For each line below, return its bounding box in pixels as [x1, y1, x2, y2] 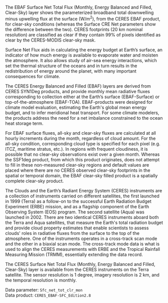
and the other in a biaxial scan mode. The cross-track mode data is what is [5, 240, 159, 247]
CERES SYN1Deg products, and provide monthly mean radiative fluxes [5, 88, 150, 94]
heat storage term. [5, 120, 44, 126]
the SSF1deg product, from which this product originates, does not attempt [5, 156, 160, 162]
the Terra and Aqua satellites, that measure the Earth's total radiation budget [5, 219, 163, 225]
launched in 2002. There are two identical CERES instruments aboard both [5, 214, 159, 220]
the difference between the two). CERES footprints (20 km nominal [5, 26, 143, 32]
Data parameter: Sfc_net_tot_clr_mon [5, 286, 83, 292]
